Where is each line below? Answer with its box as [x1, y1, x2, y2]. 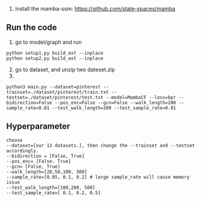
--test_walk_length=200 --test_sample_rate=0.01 [52, 105, 176, 111]
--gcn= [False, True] [6, 164, 61, 170]
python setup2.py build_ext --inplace [6, 55, 104, 61]
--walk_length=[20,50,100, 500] [6, 168, 87, 175]
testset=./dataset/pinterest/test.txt [6, 94, 104, 100]
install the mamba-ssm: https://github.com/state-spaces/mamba [14, 5, 176, 12]
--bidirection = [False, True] [6, 153, 85, 159]
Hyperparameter [6, 121, 70, 132]
